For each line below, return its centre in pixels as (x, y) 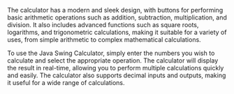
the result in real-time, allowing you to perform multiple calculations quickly (116, 68)
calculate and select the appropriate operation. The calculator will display (113, 61)
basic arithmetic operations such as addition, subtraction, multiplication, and (117, 17)
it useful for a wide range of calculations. (66, 83)
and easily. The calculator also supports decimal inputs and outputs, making (117, 75)
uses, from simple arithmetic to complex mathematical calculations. (104, 40)
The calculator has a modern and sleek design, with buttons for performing (115, 10)
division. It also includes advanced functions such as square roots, (103, 25)
